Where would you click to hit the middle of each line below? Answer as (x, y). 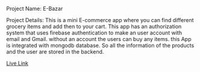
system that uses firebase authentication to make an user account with (94, 33)
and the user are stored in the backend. (55, 52)
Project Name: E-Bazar (35, 9)
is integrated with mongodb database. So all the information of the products (100, 45)
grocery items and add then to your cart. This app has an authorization (94, 26)
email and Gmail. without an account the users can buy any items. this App (99, 39)
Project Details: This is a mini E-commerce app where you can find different (100, 20)
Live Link (17, 63)
